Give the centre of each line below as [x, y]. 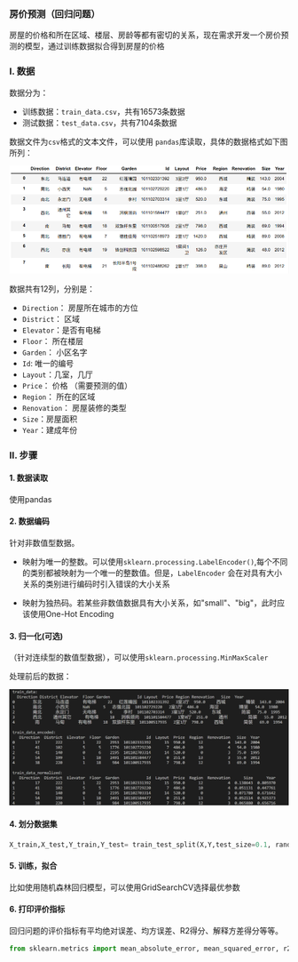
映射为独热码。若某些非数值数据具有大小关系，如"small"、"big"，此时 [149, 603]
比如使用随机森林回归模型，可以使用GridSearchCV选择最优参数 [125, 887]
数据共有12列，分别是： [52, 289]
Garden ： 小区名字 [55, 352]
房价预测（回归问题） [55, 13]
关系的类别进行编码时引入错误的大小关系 [96, 584]
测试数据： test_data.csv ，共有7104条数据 [99, 123]
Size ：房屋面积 [50, 419]
